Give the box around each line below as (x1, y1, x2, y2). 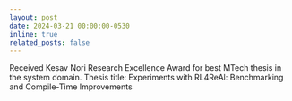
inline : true (9, 29, 58, 38)
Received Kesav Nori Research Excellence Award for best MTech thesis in (9, 63, 282, 73)
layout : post (9, 13, 58, 22)
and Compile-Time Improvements (9, 81, 133, 92)
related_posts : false (9, 38, 90, 47)
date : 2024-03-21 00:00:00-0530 (9, 21, 130, 30)
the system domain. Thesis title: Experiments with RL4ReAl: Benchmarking (9, 72, 284, 83)
